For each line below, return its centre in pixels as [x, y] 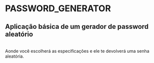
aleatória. [15, 56]
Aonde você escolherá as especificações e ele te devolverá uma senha [77, 51]
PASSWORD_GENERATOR [58, 9]
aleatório [19, 34]
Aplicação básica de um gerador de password [77, 27]
